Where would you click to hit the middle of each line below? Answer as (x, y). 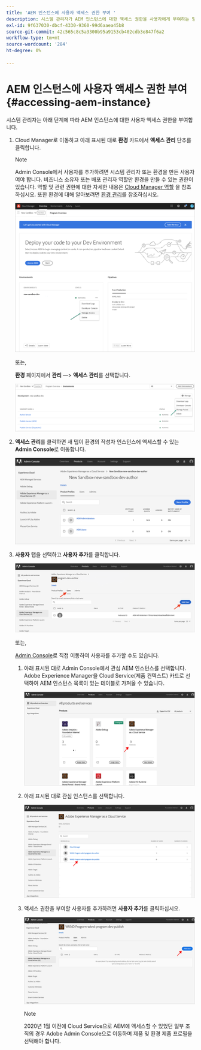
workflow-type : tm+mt (33, 38)
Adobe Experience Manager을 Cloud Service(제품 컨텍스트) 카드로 (104, 676)
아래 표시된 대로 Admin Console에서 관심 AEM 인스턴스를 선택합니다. (105, 668)
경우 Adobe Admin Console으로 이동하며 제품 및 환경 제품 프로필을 (114, 1034)
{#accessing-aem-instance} (79, 102)
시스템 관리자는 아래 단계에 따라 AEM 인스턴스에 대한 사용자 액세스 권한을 (92, 119)
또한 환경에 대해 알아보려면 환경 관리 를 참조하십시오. (98, 194)
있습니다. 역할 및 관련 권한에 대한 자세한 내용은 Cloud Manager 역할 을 (98, 186)
